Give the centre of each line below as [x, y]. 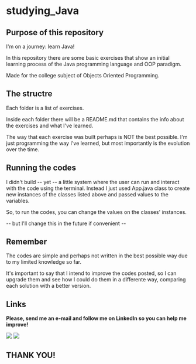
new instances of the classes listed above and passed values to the [87, 194]
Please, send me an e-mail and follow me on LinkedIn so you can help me [97, 318]
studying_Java [43, 11]
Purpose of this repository [55, 33]
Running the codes [41, 168]
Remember [27, 242]
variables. [18, 200]
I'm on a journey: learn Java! [40, 46]
